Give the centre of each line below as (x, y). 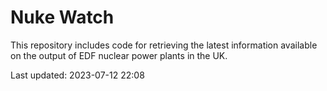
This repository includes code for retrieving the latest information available (164, 45)
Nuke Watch (62, 17)
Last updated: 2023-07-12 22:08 (77, 75)
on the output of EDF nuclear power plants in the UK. (119, 55)
